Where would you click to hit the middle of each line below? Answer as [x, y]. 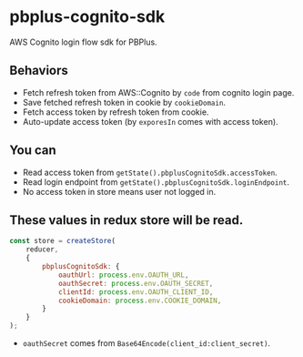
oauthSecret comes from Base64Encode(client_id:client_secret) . [146, 343]
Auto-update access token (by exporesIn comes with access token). [151, 121]
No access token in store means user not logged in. [119, 191]
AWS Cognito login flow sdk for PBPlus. [83, 42]
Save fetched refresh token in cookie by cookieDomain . [124, 102]
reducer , [42, 250]
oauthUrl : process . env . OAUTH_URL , [123, 275]
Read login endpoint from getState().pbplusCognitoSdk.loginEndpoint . [156, 182]
